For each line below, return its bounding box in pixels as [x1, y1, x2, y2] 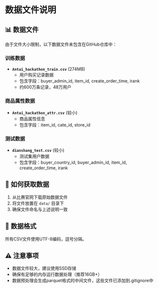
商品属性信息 [19, 116, 45, 122]
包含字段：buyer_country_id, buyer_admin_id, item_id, [19, 159, 127, 165]
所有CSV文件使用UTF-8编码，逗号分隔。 [5, 236, 87, 242]
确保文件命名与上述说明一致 [12, 206, 68, 212]
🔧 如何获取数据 [5, 180, 50, 188]
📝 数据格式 [5, 222, 36, 230]
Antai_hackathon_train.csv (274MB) [12, 66, 86, 72]
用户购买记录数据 [19, 72, 54, 78]
